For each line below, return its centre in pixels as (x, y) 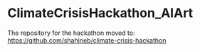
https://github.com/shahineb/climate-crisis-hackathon (87, 40)
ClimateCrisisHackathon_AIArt (100, 13)
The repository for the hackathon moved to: (71, 33)
